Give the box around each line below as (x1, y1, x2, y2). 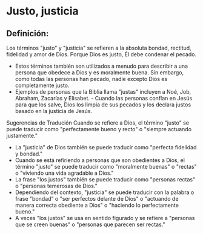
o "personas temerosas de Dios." (15, 183, 98, 189)
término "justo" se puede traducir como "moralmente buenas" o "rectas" (15, 163, 197, 170)
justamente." (6, 132, 38, 139)
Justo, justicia (6, 4, 79, 18)
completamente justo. (15, 82, 70, 89)
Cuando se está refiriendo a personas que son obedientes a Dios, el (15, 157, 185, 164)
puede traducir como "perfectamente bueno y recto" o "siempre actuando (6, 126, 192, 132)
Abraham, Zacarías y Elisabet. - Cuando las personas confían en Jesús (15, 95, 193, 102)
